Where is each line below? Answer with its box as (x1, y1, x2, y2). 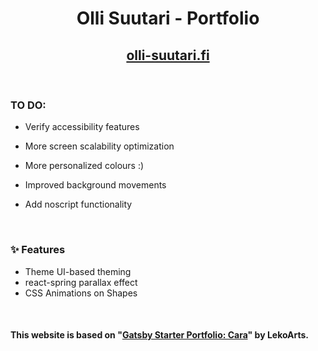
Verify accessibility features (24, 121, 140, 133)
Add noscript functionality (24, 198, 133, 211)
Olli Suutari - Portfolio (76, 7, 260, 30)
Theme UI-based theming (24, 265, 132, 277)
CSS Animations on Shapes (24, 287, 138, 299)
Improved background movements (24, 179, 167, 191)
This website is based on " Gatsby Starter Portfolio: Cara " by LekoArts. (10, 329, 310, 341)
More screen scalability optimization (24, 140, 175, 152)
